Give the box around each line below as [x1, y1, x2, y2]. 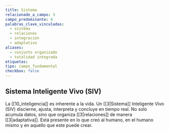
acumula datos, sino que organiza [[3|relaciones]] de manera [5, 111, 132, 117]
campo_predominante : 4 [5, 17, 53, 22]
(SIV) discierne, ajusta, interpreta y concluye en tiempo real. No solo [5, 106, 147, 112]
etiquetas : [5, 59, 28, 64]
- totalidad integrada [10, 54, 58, 60]
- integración [10, 36, 39, 41]
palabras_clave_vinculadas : [5, 21, 65, 27]
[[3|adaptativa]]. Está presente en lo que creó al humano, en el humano [5, 117, 154, 123]
